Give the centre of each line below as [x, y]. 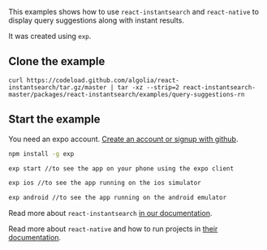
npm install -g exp [41, 153]
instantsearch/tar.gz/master [58, 87]
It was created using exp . [50, 36]
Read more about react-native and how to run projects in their [113, 229]
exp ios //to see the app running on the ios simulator [105, 183]
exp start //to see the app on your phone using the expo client [121, 168]
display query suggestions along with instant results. [97, 20]
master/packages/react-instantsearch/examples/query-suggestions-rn [127, 94]
